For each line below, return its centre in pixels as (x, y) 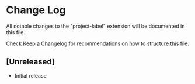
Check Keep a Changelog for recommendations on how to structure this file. (98, 43)
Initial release (30, 75)
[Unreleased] (31, 62)
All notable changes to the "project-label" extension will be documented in (95, 26)
